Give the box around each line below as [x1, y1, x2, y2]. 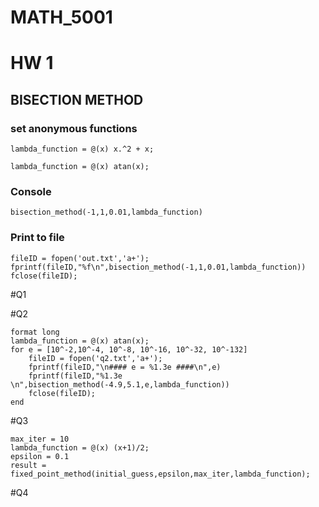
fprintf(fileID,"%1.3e [28, 371, 123, 381]
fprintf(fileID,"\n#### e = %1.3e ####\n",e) [28, 362, 222, 372]
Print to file [10, 231, 65, 245]
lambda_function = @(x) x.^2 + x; [10, 144, 155, 155]
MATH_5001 [10, 6, 113, 29]
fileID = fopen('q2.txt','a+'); [28, 353, 163, 363]
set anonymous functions [10, 121, 138, 135]
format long [10, 327, 60, 337]
